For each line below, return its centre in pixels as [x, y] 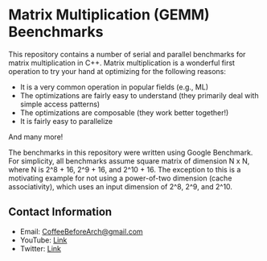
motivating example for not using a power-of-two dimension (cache [120, 178]
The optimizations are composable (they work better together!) [124, 112]
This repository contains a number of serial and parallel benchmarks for [127, 54]
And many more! [36, 137]
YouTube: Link [43, 240]
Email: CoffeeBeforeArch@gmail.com [81, 231]
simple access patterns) [60, 104]
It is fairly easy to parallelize [66, 121]
